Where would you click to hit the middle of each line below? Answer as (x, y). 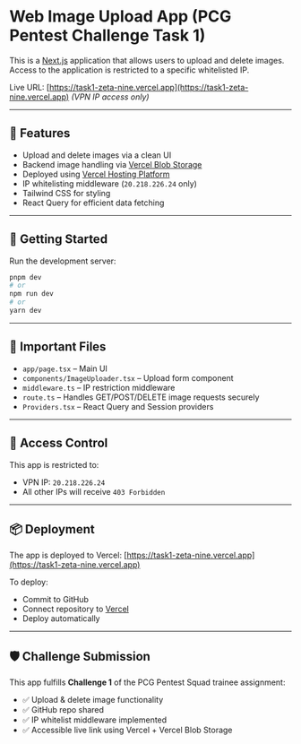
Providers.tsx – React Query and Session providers (118, 406)
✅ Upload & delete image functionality (93, 700)
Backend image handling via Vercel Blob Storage (112, 164)
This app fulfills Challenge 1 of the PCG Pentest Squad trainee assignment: (147, 682)
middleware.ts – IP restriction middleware (99, 387)
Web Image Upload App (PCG (120, 17)
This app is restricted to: (54, 464)
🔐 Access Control (59, 443)
